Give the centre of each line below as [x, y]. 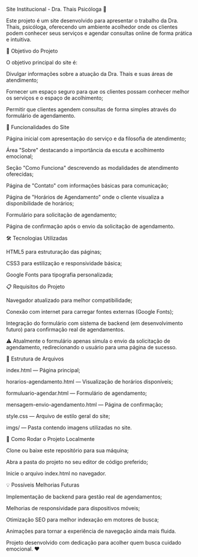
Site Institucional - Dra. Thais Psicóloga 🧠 [56, 9]
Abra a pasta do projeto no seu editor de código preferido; [77, 462]
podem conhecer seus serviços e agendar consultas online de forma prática [99, 33]
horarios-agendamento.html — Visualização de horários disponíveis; [90, 381]
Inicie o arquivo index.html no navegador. [56, 473]
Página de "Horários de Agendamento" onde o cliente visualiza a [85, 197]
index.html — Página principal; [43, 370]
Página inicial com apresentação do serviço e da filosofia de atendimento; [96, 139]
